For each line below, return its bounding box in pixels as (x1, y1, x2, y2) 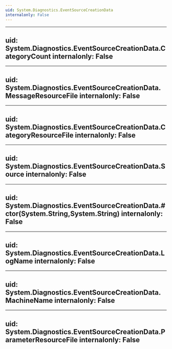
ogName (5, 257, 33, 265)
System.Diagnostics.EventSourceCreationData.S (5, 162, 165, 171)
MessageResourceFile (5, 91, 78, 100)
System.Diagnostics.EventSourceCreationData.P (5, 327, 165, 336)
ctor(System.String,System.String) (5, 210, 120, 218)
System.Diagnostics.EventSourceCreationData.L (5, 249, 165, 257)
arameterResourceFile (5, 335, 78, 344)
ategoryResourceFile (5, 131, 74, 139)
